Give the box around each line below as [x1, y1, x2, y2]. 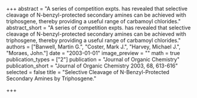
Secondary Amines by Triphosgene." [6, 75, 97, 82]
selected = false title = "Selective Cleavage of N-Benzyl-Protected [6, 69, 170, 75]
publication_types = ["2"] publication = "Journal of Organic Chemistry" [6, 56, 180, 63]
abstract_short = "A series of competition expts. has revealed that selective [6, 24, 191, 31]
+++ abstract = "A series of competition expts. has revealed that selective [6, 5, 188, 12]
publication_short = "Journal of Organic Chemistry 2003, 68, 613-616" [6, 62, 178, 69]
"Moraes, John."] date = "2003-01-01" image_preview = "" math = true [6, 50, 180, 56]
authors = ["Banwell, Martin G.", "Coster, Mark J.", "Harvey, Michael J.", [6, 43, 181, 50]
